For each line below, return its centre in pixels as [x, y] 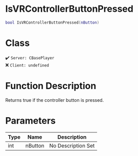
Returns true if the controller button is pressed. [54, 100]
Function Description [51, 86]
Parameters [31, 120]
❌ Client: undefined [27, 65]
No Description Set [72, 145]
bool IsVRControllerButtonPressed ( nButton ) [52, 23]
